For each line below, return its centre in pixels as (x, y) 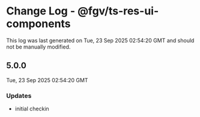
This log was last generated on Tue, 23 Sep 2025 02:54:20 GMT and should (100, 40)
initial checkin (32, 109)
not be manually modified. (38, 47)
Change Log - (41, 11)
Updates (19, 95)
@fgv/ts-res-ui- (118, 11)
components (38, 24)
